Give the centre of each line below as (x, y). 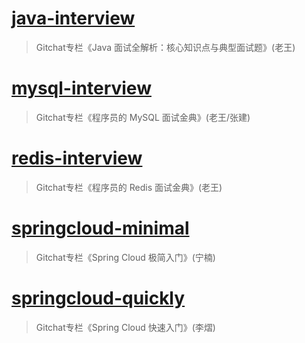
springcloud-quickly (98, 298)
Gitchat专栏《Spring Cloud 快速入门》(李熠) (125, 327)
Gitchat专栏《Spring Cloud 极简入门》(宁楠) (125, 257)
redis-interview (77, 158)
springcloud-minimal (100, 228)
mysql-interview (81, 88)
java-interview (73, 18)
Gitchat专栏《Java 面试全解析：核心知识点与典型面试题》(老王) (165, 47)
